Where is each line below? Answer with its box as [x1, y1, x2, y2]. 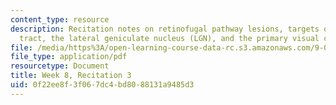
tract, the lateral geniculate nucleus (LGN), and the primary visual [19, 33, 320, 43]
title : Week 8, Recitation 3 [10, 71, 132, 81]
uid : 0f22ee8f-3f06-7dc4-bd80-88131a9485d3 [10, 80, 195, 90]
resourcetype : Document [10, 61, 110, 71]
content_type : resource [10, 14, 110, 25]
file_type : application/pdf [10, 52, 128, 62]
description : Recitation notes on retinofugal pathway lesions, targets [10, 24, 320, 34]
